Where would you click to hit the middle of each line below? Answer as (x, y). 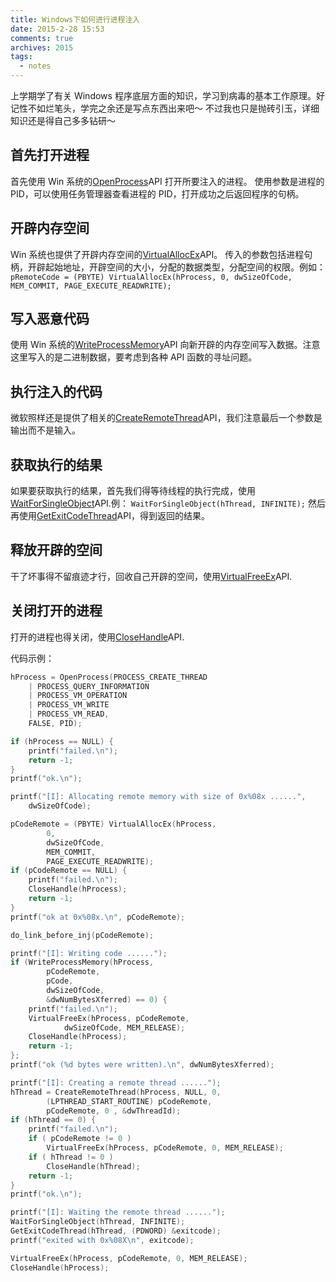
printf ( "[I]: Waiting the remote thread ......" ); (118, 1212)
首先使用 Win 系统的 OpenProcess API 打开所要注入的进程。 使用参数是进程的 (167, 181)
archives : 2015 (42, 47)
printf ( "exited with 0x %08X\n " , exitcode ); (102, 1240)
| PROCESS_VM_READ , (69, 714)
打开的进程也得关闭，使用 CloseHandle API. (97, 637)
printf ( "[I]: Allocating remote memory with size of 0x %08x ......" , (158, 797)
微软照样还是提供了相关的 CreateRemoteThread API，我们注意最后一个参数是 (166, 418)
